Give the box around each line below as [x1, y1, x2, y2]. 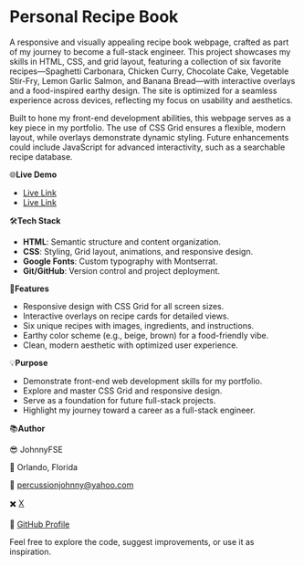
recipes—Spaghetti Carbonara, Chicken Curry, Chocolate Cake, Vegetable [9, 66, 289, 77]
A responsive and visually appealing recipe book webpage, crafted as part [9, 37, 289, 47]
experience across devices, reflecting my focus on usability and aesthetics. [9, 94, 294, 106]
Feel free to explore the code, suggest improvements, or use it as [9, 536, 255, 547]
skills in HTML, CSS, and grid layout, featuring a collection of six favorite [9, 56, 281, 67]
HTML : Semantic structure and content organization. [22, 236, 221, 247]
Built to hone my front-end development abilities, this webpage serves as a [9, 112, 292, 123]
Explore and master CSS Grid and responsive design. [22, 385, 223, 396]
